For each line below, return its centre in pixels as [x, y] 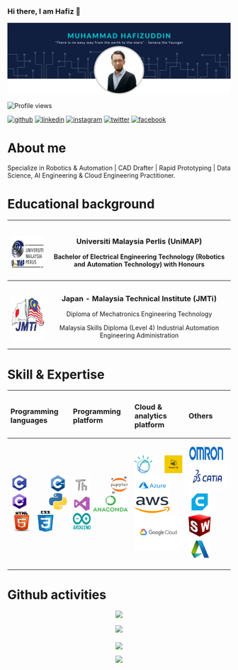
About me [37, 148]
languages [29, 420]
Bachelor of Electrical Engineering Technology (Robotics [139, 257]
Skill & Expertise [56, 374]
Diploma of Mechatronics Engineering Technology [139, 314]
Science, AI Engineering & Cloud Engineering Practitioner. [91, 175]
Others [201, 416]
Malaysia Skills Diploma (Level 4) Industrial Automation [139, 328]
